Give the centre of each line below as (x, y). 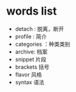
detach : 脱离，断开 (40, 29)
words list (32, 11)
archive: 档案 (31, 51)
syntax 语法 (29, 82)
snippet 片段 (31, 59)
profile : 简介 (31, 36)
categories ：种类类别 (43, 44)
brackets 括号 (32, 67)
